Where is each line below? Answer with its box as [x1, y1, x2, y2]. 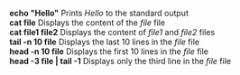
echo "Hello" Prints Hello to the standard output [9, 8, 189, 18]
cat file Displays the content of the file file [9, 17, 165, 28]
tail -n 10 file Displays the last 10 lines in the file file [9, 36, 200, 47]
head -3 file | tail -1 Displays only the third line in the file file [9, 56, 232, 66]
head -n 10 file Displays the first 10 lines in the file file [9, 46, 209, 57]
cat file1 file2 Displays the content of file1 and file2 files [9, 27, 216, 37]
